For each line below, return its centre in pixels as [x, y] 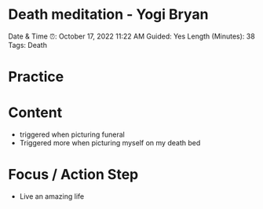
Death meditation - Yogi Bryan [108, 15]
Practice [36, 77]
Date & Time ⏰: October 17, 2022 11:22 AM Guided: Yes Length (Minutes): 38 [131, 36]
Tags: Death [27, 45]
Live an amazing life [52, 196]
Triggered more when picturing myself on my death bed [110, 143]
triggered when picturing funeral [72, 134]
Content [35, 113]
